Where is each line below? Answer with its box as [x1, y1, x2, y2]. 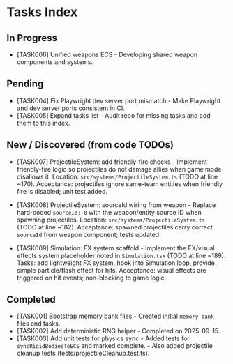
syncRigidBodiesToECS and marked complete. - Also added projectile [16, 342, 213, 350]
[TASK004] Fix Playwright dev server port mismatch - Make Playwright [16, 96, 221, 105]
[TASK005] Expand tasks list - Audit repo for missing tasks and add [16, 111, 211, 119]
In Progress [6, 32, 57, 44]
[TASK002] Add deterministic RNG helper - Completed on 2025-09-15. [16, 327, 220, 335]
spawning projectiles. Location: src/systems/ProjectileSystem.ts [16, 215, 205, 224]
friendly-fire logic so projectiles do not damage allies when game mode [16, 165, 222, 173]
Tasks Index [6, 4, 78, 20]
